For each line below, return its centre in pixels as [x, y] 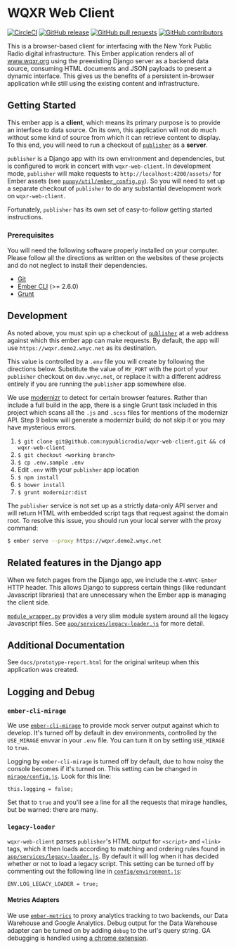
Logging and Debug [51, 691]
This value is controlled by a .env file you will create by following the [106, 361]
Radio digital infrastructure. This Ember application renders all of [101, 53]
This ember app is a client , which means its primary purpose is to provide [114, 122]
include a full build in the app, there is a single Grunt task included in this [112, 405]
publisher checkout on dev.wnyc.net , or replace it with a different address [114, 376]
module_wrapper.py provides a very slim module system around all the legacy [118, 616]
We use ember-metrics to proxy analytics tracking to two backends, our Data [118, 915]
